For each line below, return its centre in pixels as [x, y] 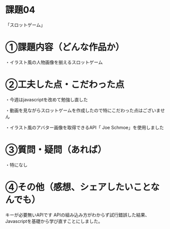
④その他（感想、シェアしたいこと [78, 187]
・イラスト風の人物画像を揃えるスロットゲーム [54, 62]
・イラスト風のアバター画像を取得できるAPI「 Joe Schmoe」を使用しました [84, 127]
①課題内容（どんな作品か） [65, 47]
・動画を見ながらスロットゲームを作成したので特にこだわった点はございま [83, 110]
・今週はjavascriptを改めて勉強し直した [47, 99]
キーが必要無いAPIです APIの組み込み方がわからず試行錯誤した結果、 [77, 215]
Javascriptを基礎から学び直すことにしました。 [54, 221]
